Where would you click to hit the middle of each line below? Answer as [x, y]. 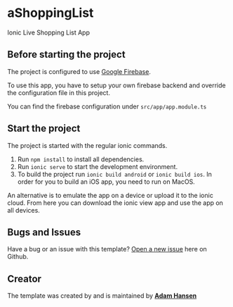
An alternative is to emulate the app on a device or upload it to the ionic [111, 195]
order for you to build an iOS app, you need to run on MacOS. [106, 182]
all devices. [24, 210]
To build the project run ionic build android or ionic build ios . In [114, 174]
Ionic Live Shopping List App [48, 32]
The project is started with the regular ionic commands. [87, 145]
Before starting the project [66, 55]
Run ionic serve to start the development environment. [97, 166]
